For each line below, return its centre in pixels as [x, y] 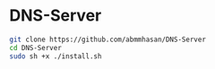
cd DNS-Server [36, 47]
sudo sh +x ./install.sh [56, 56]
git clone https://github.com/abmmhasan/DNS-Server [107, 39]
